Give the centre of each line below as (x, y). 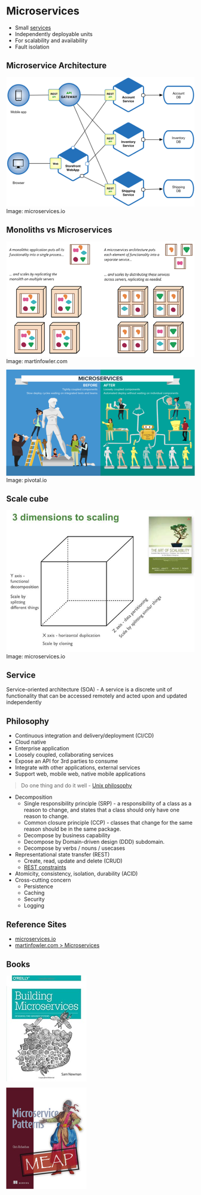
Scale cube (28, 499)
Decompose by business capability (67, 835)
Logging (34, 906)
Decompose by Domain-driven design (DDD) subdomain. (94, 842)
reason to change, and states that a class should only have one (101, 810)
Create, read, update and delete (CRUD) (73, 861)
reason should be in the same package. (72, 829)
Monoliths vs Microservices (59, 230)
